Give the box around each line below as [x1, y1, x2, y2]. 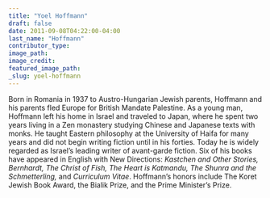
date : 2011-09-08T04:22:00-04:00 [8, 27, 121, 35]
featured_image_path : [8, 65, 81, 73]
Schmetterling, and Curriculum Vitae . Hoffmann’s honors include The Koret [8, 171, 257, 181]
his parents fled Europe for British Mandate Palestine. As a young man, [8, 103, 243, 112]
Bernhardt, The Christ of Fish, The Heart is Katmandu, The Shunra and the [8, 162, 256, 172]
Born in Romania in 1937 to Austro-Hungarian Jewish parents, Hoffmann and [8, 94, 263, 103]
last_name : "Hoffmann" [8, 34, 85, 43]
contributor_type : [8, 42, 70, 50]
